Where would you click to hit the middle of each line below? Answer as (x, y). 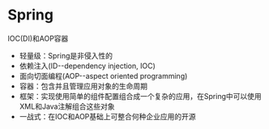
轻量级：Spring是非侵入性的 (66, 55)
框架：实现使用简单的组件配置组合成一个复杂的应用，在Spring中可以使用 (141, 96)
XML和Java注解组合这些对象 (67, 106)
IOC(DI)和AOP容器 (38, 38)
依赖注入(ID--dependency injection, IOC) (87, 66)
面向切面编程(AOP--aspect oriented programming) (103, 75)
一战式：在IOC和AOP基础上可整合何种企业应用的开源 (107, 116)
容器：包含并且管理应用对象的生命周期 (83, 86)
